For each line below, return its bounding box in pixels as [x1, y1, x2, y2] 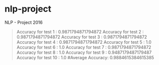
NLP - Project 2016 [4, 19, 43, 25]
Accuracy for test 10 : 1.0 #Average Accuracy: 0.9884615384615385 [16, 54, 155, 60]
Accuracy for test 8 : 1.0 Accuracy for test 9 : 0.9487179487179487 [16, 49, 152, 55]
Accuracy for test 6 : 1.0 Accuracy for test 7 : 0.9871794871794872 [16, 44, 152, 50]
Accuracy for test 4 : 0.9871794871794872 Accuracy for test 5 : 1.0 [16, 39, 152, 45]
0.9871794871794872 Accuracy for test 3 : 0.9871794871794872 [16, 34, 147, 40]
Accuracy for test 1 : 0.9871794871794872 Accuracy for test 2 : [16, 29, 144, 34]
